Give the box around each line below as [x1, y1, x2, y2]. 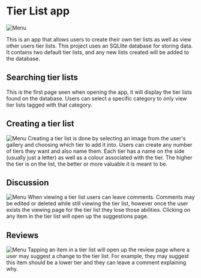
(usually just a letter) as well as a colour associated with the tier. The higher [6, 153, 193, 161]
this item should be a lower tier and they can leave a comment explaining [6, 259, 187, 266]
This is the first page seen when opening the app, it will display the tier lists [6, 88, 192, 96]
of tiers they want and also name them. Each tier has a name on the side [6, 147, 185, 155]
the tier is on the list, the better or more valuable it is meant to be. [6, 160, 168, 167]
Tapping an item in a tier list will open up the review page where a [28, 246, 190, 253]
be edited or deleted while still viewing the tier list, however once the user [6, 200, 188, 207]
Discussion [6, 178, 49, 188]
